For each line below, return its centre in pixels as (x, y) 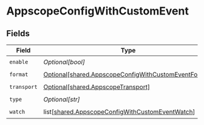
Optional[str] (62, 99)
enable (19, 62)
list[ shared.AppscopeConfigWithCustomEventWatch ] (119, 112)
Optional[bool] (64, 62)
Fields (18, 34)
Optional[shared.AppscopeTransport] (97, 87)
